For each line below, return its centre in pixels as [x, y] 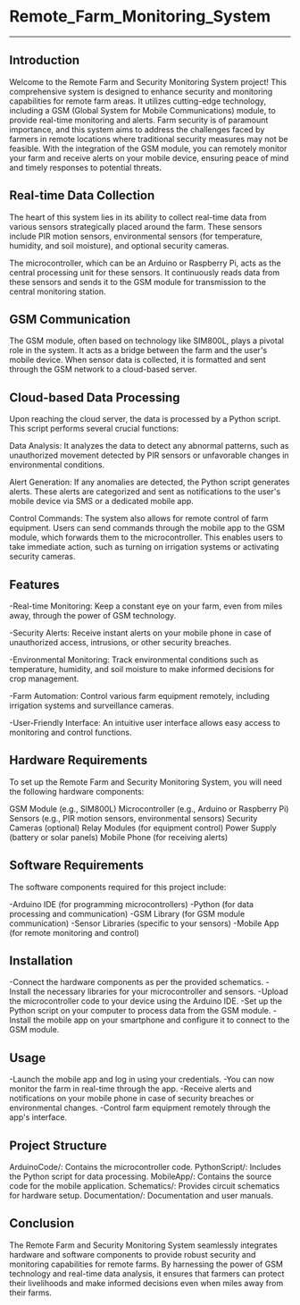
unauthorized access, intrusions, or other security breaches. [121, 642]
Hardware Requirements [79, 760]
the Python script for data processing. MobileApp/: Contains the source [141, 1176]
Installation [41, 961]
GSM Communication [70, 319]
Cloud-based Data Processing [95, 397]
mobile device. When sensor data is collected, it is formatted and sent [137, 360]
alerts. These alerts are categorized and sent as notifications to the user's [145, 492]
